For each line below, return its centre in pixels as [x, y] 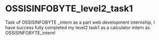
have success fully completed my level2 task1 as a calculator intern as [78, 27]
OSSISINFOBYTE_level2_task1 [69, 9]
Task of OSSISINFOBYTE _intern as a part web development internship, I [80, 22]
